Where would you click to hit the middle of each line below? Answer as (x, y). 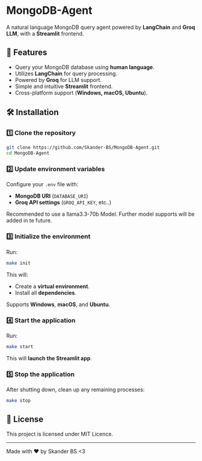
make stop (19, 401)
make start (20, 347)
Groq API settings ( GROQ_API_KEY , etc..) (63, 202)
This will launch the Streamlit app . (49, 358)
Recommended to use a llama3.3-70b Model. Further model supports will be (100, 214)
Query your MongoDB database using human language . (85, 67)
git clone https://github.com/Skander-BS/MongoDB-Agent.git (83, 148)
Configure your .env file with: (42, 184)
